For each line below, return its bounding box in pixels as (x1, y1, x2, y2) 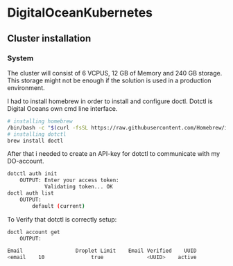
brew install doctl (7, 137, 64, 144)
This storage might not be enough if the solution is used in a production (7, 76, 212, 85)
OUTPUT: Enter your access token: (19, 177, 119, 184)
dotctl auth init (7, 170, 58, 177)
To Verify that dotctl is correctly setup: (7, 215, 117, 223)
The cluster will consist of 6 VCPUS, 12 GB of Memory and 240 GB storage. (7, 69, 223, 77)
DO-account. (7, 157, 44, 166)
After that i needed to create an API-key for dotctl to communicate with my (7, 150, 221, 158)
